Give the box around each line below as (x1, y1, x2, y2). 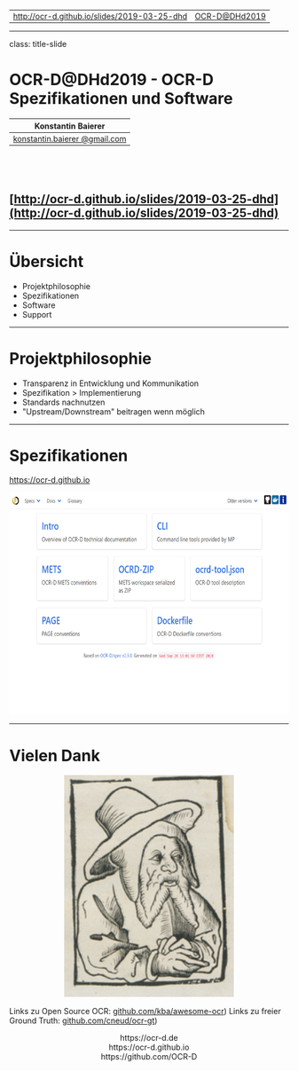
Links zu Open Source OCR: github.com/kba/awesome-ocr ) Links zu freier (9, 1006, 281, 1017)
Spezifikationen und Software (9, 89, 233, 109)
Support (21, 309, 52, 319)
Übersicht (9, 251, 84, 272)
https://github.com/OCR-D (100, 1051, 198, 1062)
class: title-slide (9, 39, 67, 50)
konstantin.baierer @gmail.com (12, 133, 127, 144)
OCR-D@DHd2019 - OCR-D (9, 70, 215, 90)
